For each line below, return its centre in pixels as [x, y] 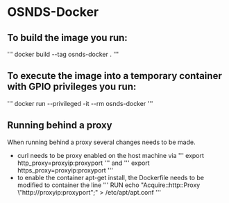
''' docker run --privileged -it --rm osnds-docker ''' [80, 103]
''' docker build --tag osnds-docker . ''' [63, 54]
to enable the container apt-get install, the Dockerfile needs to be [111, 177]
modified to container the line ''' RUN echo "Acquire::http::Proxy [109, 185]
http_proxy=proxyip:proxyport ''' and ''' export [84, 163]
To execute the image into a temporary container [114, 76]
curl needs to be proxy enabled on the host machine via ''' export [111, 155]
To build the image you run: [68, 38]
